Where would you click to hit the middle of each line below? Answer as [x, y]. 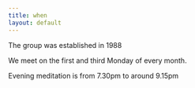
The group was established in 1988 [65, 45]
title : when [28, 15]
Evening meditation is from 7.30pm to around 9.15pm [94, 75]
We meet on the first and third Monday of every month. [97, 60]
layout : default [35, 23]
